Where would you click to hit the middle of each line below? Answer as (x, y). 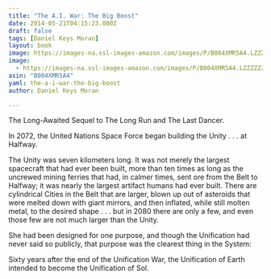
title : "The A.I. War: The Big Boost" (73, 16)
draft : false (30, 31)
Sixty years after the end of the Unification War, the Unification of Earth (127, 260)
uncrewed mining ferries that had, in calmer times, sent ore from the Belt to (133, 177)
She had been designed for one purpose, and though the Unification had (129, 236)
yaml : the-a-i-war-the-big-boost (65, 83)
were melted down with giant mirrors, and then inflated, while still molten (129, 203)
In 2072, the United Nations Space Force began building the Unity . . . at (128, 136)
